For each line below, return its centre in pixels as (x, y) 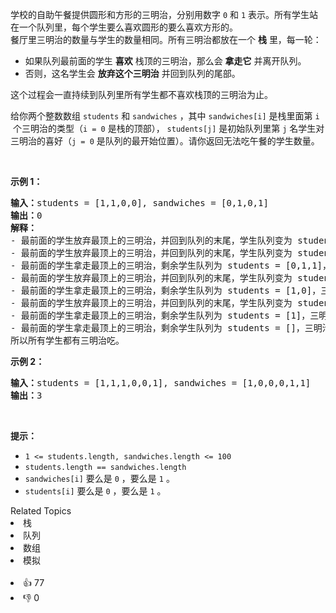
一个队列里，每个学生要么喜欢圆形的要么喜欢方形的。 (128, 27)
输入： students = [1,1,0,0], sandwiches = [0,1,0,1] (139, 203)
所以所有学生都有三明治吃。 (67, 340)
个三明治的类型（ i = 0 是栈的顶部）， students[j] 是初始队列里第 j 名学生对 (168, 128)
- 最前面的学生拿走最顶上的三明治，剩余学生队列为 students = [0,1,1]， (171, 265)
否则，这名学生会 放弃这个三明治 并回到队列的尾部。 (132, 73)
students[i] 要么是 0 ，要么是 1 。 (95, 491)
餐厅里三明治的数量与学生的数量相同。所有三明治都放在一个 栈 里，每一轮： (166, 39)
